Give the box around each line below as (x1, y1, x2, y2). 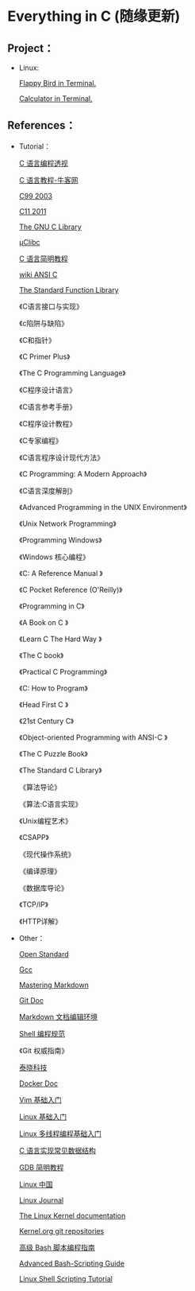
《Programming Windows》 (18, 535, 102, 545)
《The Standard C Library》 (18, 765, 102, 775)
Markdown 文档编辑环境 (18, 1012, 98, 1021)
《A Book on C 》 (18, 617, 69, 627)
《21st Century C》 (18, 716, 75, 725)
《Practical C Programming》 (18, 667, 108, 676)
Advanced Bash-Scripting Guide (18, 1258, 124, 1268)
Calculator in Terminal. (18, 94, 93, 103)
